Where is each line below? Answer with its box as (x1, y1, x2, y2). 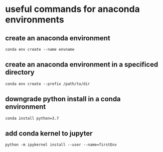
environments (5, 14, 64, 25)
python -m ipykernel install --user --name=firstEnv (5, 143, 117, 148)
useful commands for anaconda (5, 3, 140, 15)
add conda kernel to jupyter (5, 129, 93, 138)
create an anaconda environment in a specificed (5, 61, 159, 69)
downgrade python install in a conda (5, 95, 121, 103)
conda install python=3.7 (5, 116, 59, 121)
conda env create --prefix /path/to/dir (5, 81, 91, 86)
